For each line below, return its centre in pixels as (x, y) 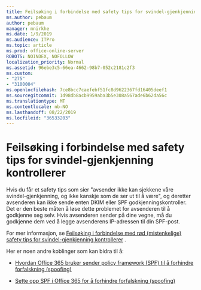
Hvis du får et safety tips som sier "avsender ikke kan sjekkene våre (90, 190)
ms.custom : (20, 73)
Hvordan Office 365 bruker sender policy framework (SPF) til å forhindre (104, 263)
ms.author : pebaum (29, 17)
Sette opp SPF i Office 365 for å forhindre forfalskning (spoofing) (95, 281)
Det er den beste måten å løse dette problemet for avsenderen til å (88, 209)
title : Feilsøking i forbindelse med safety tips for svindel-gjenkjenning (103, 12)
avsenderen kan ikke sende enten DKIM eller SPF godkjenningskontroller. (97, 202)
